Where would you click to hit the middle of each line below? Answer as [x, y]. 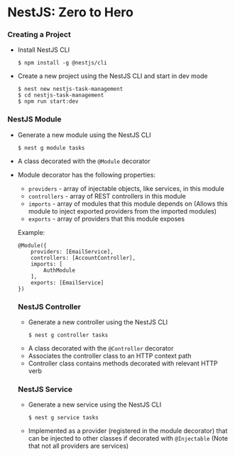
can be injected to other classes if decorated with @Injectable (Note [128, 439]
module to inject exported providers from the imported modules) [122, 211]
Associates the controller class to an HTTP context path [110, 356]
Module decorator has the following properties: [87, 175]
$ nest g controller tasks [68, 335]
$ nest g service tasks [64, 418]
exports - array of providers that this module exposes [106, 219]
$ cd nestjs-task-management [61, 95]
